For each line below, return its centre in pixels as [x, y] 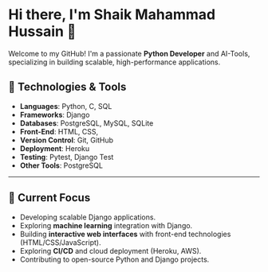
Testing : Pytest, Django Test [67, 157]
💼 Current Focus [49, 198]
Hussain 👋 [42, 31]
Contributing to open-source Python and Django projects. [114, 259]
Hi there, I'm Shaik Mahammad [112, 15]
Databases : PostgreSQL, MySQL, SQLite [87, 123]
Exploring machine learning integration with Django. [106, 225]
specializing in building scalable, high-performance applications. [114, 62]
